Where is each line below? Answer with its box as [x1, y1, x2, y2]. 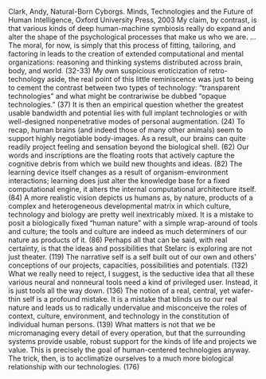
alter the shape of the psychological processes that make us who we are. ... [8, 32, 256, 41]
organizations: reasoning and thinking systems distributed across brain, [8, 57, 243, 67]
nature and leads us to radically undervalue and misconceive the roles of [8, 303, 247, 312]
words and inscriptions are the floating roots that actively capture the [8, 150, 235, 160]
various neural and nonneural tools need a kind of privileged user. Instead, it [8, 278, 258, 287]
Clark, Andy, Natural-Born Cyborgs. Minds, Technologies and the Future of [8, 7, 253, 16]
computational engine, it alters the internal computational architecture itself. [8, 185, 256, 193]
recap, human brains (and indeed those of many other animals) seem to [8, 125, 244, 135]
